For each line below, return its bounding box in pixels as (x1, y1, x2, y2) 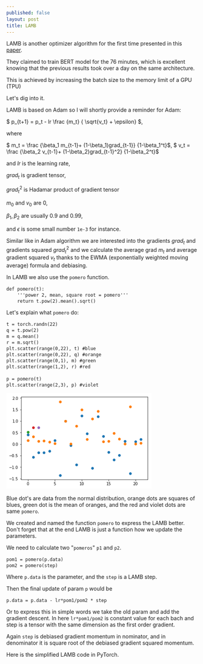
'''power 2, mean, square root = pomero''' (17, 292, 129, 299)
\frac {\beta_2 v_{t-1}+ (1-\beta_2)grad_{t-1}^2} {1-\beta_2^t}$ (6, 148, 159, 155)
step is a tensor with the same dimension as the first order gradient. (6, 621, 176, 628)
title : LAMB (6, 22, 36, 29)
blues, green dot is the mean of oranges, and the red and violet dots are (6, 501, 186, 509)
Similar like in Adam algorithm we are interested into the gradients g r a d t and (6, 237, 196, 246)
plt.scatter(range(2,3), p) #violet (6, 382, 99, 388)
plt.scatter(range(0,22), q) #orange (6, 352, 102, 358)
